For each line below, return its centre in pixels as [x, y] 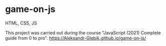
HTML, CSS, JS [21, 23]
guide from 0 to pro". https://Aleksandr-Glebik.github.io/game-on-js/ [76, 38]
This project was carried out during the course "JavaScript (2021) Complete [83, 32]
